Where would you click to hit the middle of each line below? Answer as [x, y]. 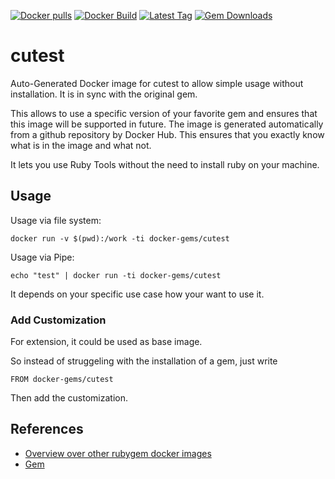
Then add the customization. [69, 398]
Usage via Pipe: [42, 257]
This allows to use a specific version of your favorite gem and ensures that [164, 113]
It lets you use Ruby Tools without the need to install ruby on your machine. [165, 164]
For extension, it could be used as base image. [106, 342]
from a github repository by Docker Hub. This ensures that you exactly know [167, 134]
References [47, 429]
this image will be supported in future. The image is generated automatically [167, 124]
